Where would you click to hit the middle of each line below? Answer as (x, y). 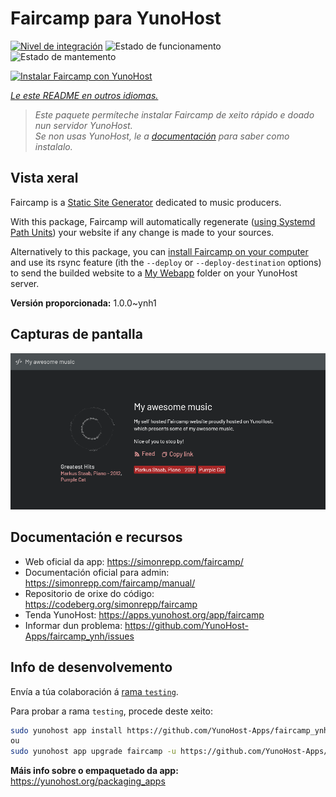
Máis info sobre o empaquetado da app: (94, 771)
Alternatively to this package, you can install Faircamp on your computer (159, 251)
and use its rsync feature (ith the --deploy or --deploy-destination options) (166, 262)
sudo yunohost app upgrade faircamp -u (93, 752)
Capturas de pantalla (76, 334)
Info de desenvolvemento (91, 667)
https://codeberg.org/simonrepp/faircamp (111, 604)
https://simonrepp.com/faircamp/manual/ (110, 583)
